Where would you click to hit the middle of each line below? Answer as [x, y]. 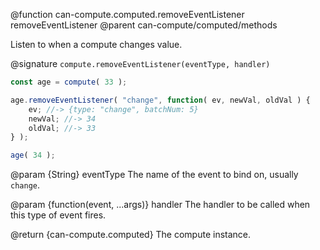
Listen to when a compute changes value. [96, 44]
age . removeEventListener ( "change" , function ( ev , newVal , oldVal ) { [160, 100]
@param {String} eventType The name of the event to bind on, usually [154, 175]
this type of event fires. [58, 215]
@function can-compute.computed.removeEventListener [127, 14]
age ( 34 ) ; [33, 155]
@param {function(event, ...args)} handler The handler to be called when [160, 205]
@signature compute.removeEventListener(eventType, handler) [140, 63]
